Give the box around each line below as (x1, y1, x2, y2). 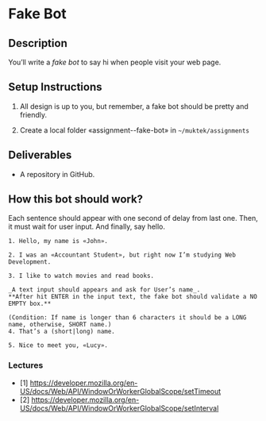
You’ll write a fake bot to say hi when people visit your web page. (8, 57, 222, 67)
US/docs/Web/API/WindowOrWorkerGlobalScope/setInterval (19, 403, 219, 413)
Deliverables (8, 149, 72, 162)
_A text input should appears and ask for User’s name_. (8, 286, 201, 294)
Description (8, 37, 67, 50)
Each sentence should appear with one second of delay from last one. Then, (8, 214, 258, 223)
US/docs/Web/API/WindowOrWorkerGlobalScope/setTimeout (19, 386, 222, 396)
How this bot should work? (8, 192, 144, 207)
